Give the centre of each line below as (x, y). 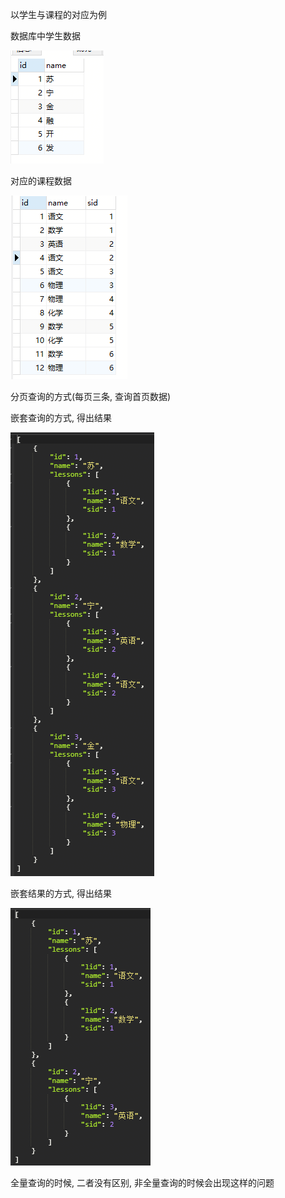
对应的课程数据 (41, 181)
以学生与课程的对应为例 (58, 14)
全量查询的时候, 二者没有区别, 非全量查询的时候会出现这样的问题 (142, 1182)
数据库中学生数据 (45, 36)
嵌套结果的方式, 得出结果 (61, 893)
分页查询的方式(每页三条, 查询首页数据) (91, 396)
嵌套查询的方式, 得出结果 (61, 417)
